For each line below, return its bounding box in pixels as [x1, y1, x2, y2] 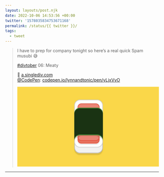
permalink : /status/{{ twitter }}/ [5, 23, 78, 28]
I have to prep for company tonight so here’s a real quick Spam [17, 48, 143, 53]
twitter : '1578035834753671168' [5, 18, 71, 23]
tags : [5, 28, 16, 34]
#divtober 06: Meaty [17, 63, 59, 68]
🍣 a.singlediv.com [17, 72, 53, 78]
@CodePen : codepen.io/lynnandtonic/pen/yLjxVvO [17, 77, 121, 83]
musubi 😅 [17, 53, 38, 59]
